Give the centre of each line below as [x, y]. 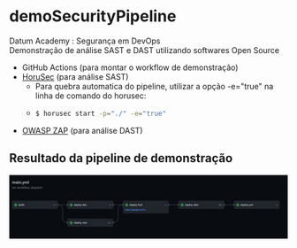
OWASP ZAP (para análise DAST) [82, 130]
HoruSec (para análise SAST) [75, 76]
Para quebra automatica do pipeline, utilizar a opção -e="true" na [154, 86]
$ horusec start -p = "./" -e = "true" [100, 113]
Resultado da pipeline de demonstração [121, 158]
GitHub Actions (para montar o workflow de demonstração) [130, 67]
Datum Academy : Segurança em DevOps [85, 41]
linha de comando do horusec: [91, 96]
